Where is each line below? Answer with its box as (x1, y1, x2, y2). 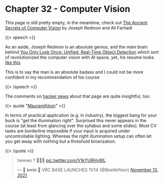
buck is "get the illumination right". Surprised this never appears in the (5, 117, 147, 123)
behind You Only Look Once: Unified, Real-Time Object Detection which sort (5, 49, 159, 55)
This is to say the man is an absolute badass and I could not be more (5, 69, 143, 75)
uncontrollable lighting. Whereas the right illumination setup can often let (5, 133, 152, 139)
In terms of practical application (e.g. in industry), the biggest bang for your (5, 112, 158, 118)
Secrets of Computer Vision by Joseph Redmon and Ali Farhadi (5, 25, 133, 30)
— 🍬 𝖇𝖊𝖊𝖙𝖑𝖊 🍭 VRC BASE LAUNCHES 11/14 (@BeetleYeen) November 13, (17, 167, 159, 173)
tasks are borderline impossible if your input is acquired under (5, 128, 131, 133)
